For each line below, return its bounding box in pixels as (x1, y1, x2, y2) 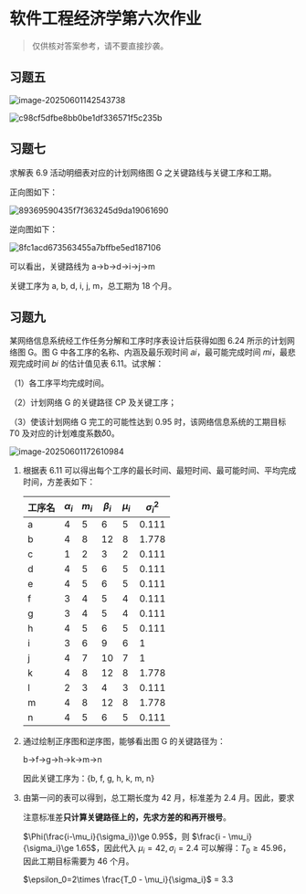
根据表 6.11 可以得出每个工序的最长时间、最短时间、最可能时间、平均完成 (22, 465, 297, 476)
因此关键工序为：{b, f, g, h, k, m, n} (22, 772, 155, 783)
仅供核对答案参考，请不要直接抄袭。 (31, 40, 169, 51)
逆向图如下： (9, 223, 58, 234)
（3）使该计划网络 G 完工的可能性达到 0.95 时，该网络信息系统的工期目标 (9, 417, 287, 428)
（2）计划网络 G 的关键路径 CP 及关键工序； (9, 397, 176, 408)
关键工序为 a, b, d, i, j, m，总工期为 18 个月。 (9, 280, 177, 291)
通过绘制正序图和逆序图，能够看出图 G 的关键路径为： (22, 735, 227, 746)
